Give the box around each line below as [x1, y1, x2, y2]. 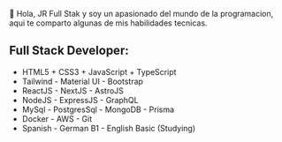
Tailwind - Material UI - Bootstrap [21, 76, 144, 86]
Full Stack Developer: [9, 43, 130, 58]
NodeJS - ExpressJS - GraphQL [21, 94, 139, 105]
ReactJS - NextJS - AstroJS [21, 85, 124, 96]
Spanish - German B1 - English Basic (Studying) [21, 123, 196, 133]
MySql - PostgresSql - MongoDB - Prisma [21, 104, 175, 115]
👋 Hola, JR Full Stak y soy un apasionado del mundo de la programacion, [9, 9, 274, 19]
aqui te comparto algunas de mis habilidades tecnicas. [9, 18, 208, 28]
